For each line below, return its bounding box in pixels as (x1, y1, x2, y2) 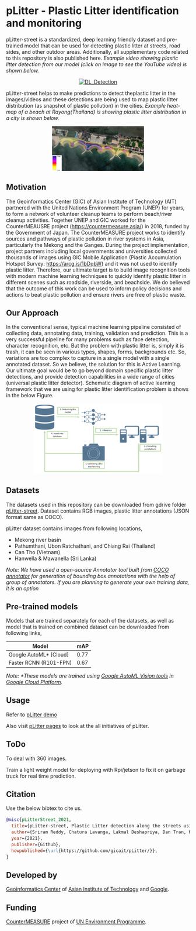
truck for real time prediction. (6, 772, 76, 779)
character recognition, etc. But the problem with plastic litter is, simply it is (6, 342, 184, 349)
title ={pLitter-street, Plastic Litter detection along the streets (11, 823, 181, 829)
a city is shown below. (6, 114, 60, 121)
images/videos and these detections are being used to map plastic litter (6, 95, 178, 103)
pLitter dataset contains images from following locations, (6, 525, 143, 532)
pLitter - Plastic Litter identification (6, 4, 179, 18)
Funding (6, 902, 37, 912)
